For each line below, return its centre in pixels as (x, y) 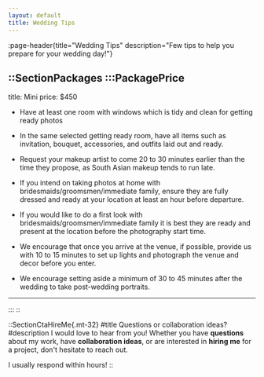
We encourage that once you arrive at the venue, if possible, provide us (135, 247)
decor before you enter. (58, 263)
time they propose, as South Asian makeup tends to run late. (117, 168)
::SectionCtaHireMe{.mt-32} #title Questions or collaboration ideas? (118, 325)
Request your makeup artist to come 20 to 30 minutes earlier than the (132, 159)
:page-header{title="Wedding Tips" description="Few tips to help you (121, 45)
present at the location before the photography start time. (113, 232)
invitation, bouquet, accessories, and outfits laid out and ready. (121, 144)
